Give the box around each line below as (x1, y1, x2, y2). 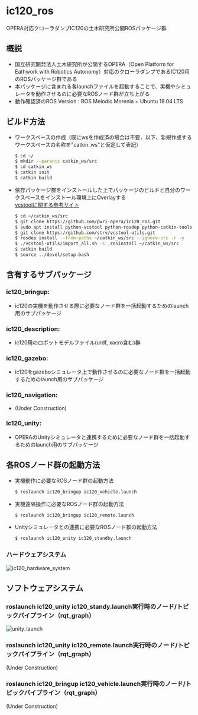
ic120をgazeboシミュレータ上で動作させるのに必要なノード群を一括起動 (14, 368, 191, 375)
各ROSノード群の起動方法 (6, 460, 100, 470)
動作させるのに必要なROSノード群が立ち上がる (35, 90, 150, 97)
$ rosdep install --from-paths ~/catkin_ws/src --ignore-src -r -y (14, 235, 185, 241)
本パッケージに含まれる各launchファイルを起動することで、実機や (14, 83, 176, 90)
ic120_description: (6, 325, 60, 333)
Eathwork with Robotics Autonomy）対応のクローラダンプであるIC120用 (14, 68, 190, 75)
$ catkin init (14, 169, 50, 176)
